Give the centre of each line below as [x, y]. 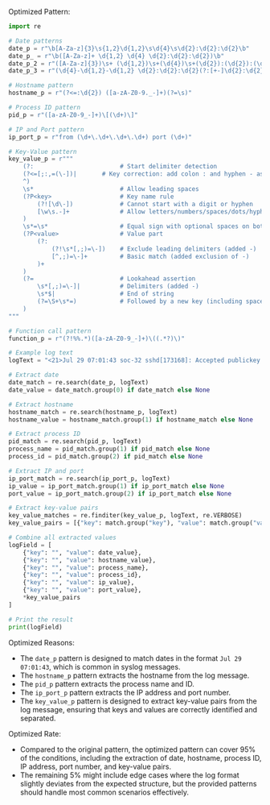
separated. [38, 718]
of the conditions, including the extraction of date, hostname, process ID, [141, 757]
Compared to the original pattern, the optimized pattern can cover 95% [138, 749]
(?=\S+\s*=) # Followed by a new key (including [140, 301]
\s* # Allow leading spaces [111, 189]
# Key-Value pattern [43, 151]
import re [25, 27]
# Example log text [41, 353]
